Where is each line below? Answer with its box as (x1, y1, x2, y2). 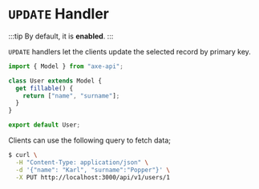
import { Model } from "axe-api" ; (8, 62, 124, 70)
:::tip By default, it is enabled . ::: (8, 31, 114, 41)
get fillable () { (15, 84, 74, 92)
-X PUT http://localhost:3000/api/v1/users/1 (15, 173, 171, 181)
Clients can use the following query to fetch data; (8, 135, 171, 145)
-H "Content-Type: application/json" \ (15, 158, 149, 167)
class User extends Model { (8, 77, 103, 85)
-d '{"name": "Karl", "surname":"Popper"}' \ (15, 166, 171, 174)
